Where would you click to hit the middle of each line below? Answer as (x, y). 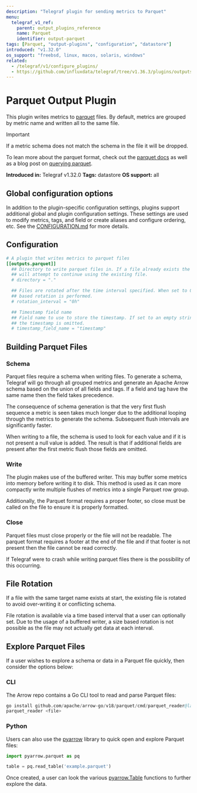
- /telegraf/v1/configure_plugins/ (55, 66)
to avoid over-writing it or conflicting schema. (61, 604)
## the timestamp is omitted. (48, 323)
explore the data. (26, 784)
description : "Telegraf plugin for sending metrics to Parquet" (86, 11)
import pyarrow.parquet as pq (43, 756)
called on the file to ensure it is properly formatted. (67, 507)
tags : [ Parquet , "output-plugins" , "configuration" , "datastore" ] (89, 45)
